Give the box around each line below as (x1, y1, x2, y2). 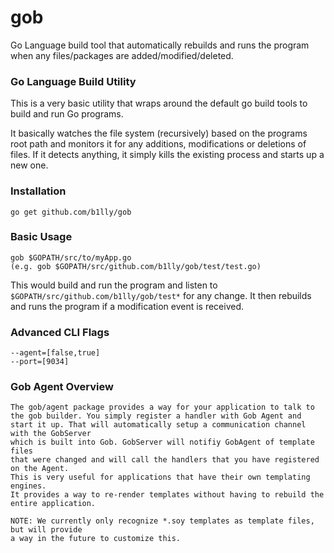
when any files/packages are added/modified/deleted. (10, 49, 234, 61)
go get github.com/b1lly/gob (10, 207, 132, 217)
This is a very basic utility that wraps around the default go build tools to (10, 97, 308, 110)
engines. (10, 481, 47, 491)
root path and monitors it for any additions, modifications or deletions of (10, 138, 307, 150)
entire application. (10, 499, 97, 509)
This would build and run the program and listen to (10, 279, 218, 291)
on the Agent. (10, 464, 70, 474)
